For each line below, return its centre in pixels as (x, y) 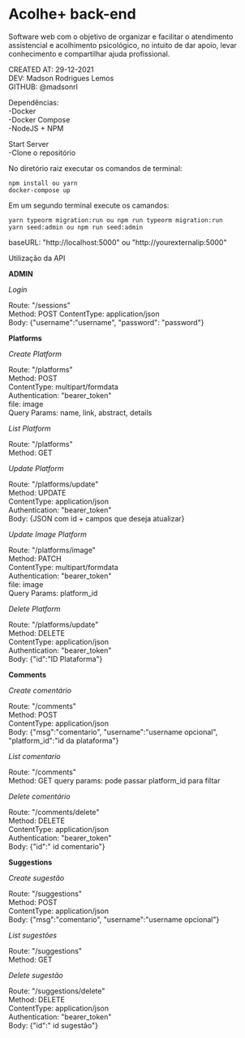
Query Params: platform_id (53, 593)
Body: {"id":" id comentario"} (57, 846)
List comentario (34, 756)
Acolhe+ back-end (72, 14)
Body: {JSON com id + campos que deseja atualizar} (97, 518)
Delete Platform (34, 608)
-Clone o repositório (42, 152)
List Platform (30, 428)
